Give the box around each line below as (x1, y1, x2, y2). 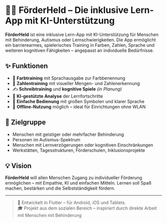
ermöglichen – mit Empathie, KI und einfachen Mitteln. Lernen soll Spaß (5, 180, 152, 186)
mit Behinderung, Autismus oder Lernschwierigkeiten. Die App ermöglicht (5, 37, 156, 43)
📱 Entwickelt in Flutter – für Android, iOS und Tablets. (17, 200, 126, 206)
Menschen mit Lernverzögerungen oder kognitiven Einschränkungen (12, 142, 153, 148)
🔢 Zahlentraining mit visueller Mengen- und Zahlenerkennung (12, 80, 140, 86)
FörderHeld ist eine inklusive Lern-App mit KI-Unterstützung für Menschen (5, 31, 159, 37)
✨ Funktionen (5, 62, 48, 70)
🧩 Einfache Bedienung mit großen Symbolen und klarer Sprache (12, 98, 145, 104)
